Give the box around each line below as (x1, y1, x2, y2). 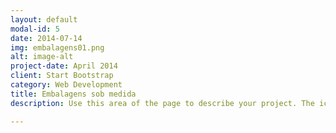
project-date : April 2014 (10, 61, 118, 71)
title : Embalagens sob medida (10, 89, 137, 99)
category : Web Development (10, 80, 123, 90)
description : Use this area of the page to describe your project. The (10, 98, 315, 108)
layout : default (10, 14, 78, 25)
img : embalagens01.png (10, 42, 105, 53)
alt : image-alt (10, 52, 74, 62)
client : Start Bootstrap (10, 71, 114, 81)
